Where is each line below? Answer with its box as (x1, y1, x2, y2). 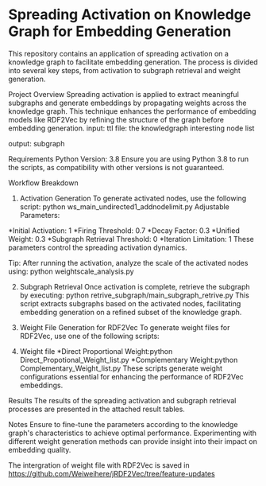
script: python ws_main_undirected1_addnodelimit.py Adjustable (19, 201, 230, 212)
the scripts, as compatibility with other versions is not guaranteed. (8, 162, 225, 172)
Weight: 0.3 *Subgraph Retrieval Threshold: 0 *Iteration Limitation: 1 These (8, 234, 254, 243)
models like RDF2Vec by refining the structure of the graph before (8, 115, 225, 124)
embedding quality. (8, 445, 71, 454)
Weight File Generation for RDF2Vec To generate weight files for (19, 322, 230, 332)
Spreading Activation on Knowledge (8, 6, 252, 24)
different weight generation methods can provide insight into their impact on (8, 436, 258, 446)
